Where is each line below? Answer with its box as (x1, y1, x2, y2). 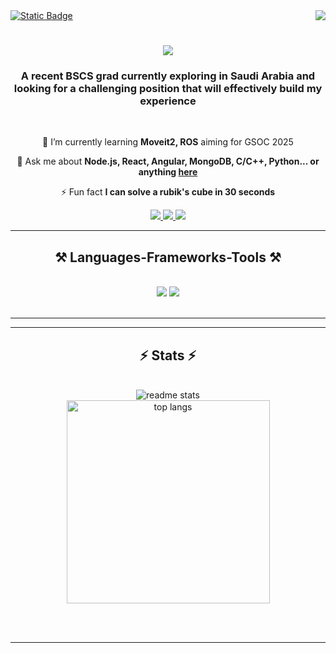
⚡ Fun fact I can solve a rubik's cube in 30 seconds (60, 186, 276, 198)
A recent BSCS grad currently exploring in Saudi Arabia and (20, 69, 316, 83)
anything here (138, 166, 198, 178)
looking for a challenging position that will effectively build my (13, 82, 323, 96)
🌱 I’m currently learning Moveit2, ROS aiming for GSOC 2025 (42, 136, 294, 148)
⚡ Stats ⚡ (139, 347, 197, 364)
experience (139, 94, 197, 108)
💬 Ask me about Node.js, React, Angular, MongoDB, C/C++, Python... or (16, 155, 320, 168)
